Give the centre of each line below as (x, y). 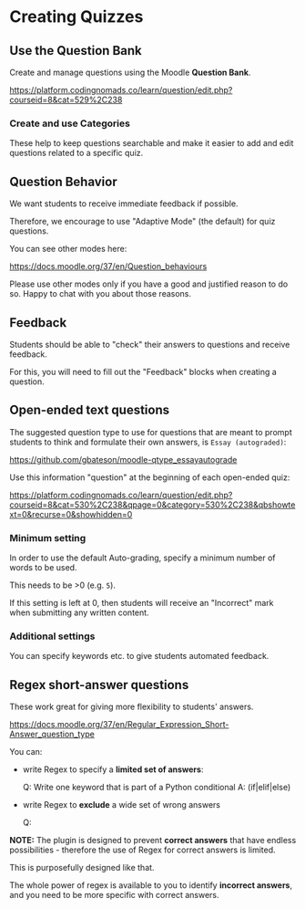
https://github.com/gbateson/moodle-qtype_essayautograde (123, 459)
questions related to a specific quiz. (76, 153)
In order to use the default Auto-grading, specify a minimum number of (142, 558)
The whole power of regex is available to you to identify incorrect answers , (151, 885)
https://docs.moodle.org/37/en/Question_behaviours (108, 266)
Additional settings (52, 636)
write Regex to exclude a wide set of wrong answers (122, 805)
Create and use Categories (70, 123)
